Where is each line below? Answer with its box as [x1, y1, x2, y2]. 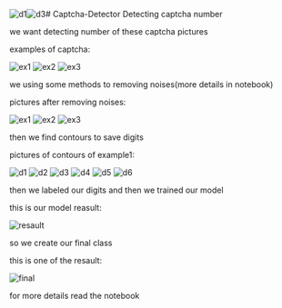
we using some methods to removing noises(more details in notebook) [9, 79, 274, 90]
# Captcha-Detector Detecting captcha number [45, 9, 223, 19]
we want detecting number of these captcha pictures [9, 26, 208, 36]
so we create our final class [9, 237, 113, 248]
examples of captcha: [9, 44, 91, 55]
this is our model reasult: [9, 203, 102, 213]
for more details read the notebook [9, 291, 140, 301]
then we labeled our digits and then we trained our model [9, 184, 225, 195]
